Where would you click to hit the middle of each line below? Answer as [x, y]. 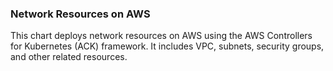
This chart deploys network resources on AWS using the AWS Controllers [161, 36]
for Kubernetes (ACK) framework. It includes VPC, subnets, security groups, [167, 46]
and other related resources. [69, 57]
